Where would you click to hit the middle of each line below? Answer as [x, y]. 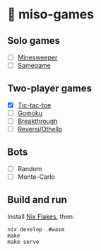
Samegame [34, 66]
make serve [23, 242]
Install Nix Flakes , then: [41, 216]
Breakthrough [37, 121]
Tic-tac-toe [34, 105]
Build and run [37, 200]
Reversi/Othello [40, 129]
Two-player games [49, 88]
